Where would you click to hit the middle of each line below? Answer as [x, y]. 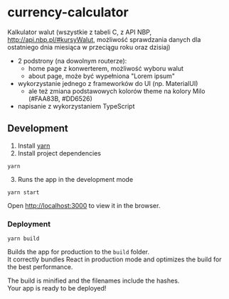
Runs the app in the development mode [75, 179]
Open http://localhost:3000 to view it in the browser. [84, 205]
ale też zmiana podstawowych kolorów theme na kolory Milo [117, 91]
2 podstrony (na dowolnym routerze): [72, 60]
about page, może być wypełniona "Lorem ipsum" [102, 76]
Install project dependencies [59, 153]
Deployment [29, 224]
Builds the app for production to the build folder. [79, 252]
